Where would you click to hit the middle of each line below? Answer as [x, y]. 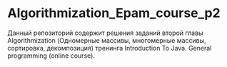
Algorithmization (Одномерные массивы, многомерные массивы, [107, 40]
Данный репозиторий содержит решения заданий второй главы [105, 33]
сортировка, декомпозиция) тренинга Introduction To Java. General [110, 48]
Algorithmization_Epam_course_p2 [114, 13]
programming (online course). [51, 56]
